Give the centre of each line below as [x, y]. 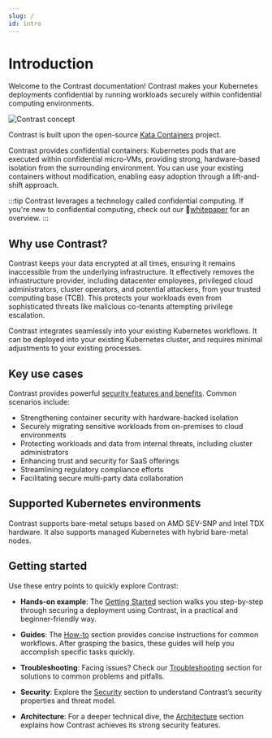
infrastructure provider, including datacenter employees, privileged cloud [131, 280]
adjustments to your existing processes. [75, 348]
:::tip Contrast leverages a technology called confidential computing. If [126, 201]
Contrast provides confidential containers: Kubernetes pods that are [122, 150]
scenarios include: [39, 402]
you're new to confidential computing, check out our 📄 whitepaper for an [129, 210]
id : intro [25, 24]
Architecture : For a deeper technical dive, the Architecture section [132, 716]
